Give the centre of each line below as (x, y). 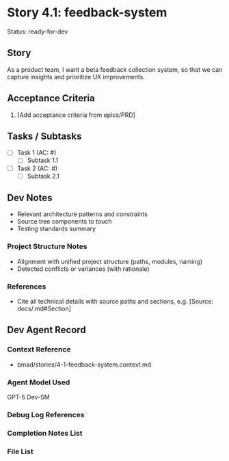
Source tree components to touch (64, 222)
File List (20, 451)
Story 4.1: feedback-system (87, 13)
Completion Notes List (45, 433)
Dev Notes (30, 198)
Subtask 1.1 (43, 160)
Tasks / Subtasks (44, 136)
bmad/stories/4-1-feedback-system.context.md (84, 365)
